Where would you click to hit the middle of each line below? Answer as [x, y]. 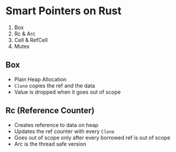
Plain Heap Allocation [40, 79]
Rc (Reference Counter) [50, 111]
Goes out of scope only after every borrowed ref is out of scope [92, 137]
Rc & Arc [25, 33]
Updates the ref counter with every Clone [64, 131]
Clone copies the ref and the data [55, 85]
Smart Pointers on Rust [64, 11]
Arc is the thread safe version [50, 144]
